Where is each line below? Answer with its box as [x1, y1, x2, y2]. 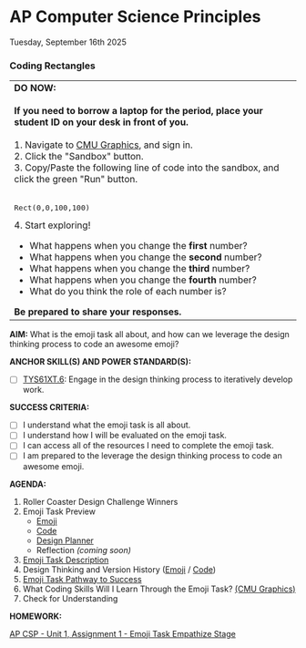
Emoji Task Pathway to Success [22, 573, 143, 584]
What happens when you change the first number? [29, 240, 248, 252]
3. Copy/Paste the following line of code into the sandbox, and [14, 161, 280, 174]
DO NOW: [14, 82, 56, 95]
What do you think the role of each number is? [29, 285, 227, 298]
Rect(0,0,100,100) [14, 203, 91, 213]
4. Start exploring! [14, 219, 91, 231]
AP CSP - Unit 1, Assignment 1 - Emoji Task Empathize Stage [9, 628, 237, 639]
